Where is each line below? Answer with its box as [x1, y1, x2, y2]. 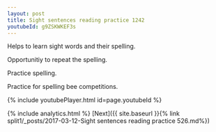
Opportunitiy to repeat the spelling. [7, 56, 108, 64]
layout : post [7, 10, 45, 17]
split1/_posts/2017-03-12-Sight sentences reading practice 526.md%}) [7, 117, 210, 125]
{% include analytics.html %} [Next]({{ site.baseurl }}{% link [7, 109, 180, 118]
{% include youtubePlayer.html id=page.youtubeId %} [7, 96, 162, 104]
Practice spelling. [7, 69, 57, 77]
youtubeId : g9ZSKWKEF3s [7, 23, 77, 30]
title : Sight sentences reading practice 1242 [7, 17, 145, 24]
